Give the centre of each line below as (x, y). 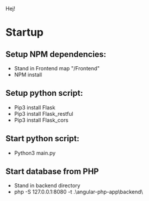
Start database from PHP (52, 172)
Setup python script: (44, 93)
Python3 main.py (35, 153)
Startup (25, 33)
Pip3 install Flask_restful (43, 114)
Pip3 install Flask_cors (41, 120)
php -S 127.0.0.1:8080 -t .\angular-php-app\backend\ (78, 192)
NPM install (28, 74)
